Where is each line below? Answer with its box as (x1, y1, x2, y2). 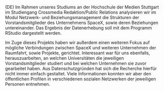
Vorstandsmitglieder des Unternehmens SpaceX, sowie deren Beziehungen (5, 20, 159, 25)
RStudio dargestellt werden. (5, 30, 62, 36)
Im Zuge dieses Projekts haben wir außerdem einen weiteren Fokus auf (5, 40, 150, 45)
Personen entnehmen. (5, 81, 50, 87)
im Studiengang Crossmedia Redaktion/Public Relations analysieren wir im (5, 9, 157, 15)
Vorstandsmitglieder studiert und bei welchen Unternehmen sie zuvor (5, 61, 147, 66)
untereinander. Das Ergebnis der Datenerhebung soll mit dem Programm (5, 25, 152, 31)
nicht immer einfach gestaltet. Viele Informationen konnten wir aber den (5, 71, 152, 76)
